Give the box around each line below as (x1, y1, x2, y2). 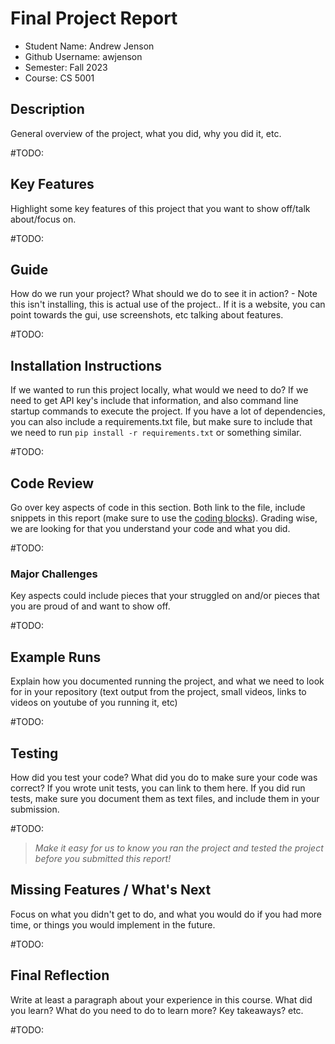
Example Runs (10, 648, 102, 666)
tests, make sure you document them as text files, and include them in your (10, 792, 320, 804)
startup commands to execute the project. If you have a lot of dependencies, (10, 405, 326, 417)
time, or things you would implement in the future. (10, 918, 216, 931)
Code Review (10, 475, 95, 492)
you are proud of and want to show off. (10, 600, 171, 612)
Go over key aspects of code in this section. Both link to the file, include (10, 502, 306, 513)
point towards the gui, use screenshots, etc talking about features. (10, 309, 284, 321)
